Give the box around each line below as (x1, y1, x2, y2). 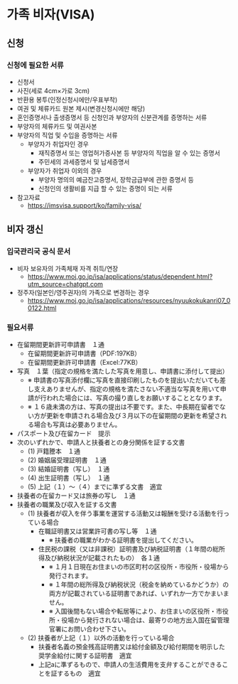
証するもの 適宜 (50, 669, 101, 678)
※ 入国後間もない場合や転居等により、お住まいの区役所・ (48, 606, 217, 615)
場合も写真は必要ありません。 (33, 420, 121, 429)
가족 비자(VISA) (6, 6, 95, 23)
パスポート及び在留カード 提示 (16, 429, 111, 437)
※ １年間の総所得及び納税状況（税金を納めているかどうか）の (48, 580, 229, 589)
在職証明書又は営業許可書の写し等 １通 (38, 527, 157, 535)
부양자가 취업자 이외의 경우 (27, 166, 102, 175)
